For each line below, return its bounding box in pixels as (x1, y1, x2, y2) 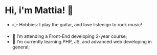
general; (12, 44, 30, 50)
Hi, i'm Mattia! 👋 (5, 5, 74, 16)
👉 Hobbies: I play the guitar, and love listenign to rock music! (12, 21, 143, 27)
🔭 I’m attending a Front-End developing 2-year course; (12, 33, 127, 39)
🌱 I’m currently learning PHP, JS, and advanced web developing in (12, 38, 152, 44)
